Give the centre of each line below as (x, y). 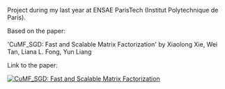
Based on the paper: (37, 31)
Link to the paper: (32, 65)
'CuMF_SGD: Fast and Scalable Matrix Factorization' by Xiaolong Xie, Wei (113, 44)
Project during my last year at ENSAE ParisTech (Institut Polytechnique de (113, 10)
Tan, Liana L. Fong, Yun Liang (49, 52)
